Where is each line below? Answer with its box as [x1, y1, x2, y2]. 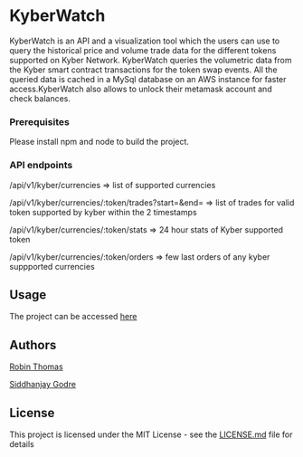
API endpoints [9, 159, 73, 172]
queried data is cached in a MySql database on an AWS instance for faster [9, 73, 287, 84]
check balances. [9, 92, 71, 104]
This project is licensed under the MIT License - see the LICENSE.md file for [9, 429, 293, 440]
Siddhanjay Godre [9, 379, 77, 390]
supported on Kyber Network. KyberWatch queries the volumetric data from [9, 54, 292, 65]
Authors [9, 337, 57, 353]
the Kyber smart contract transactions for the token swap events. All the [9, 64, 278, 75]
